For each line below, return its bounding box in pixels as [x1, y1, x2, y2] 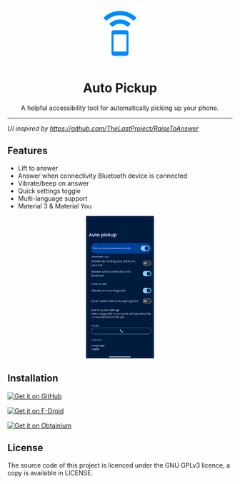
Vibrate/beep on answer [17, 178, 89, 187]
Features [7, 145, 48, 157]
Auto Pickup [83, 80, 157, 96]
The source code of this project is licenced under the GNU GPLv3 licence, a [7, 460, 231, 469]
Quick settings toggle [17, 186, 81, 195]
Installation [7, 373, 59, 385]
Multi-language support [17, 194, 88, 203]
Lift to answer [17, 163, 59, 172]
